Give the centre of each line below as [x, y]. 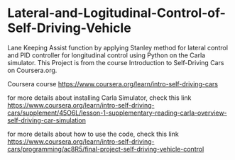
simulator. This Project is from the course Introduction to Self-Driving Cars [116, 62]
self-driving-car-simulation [47, 120]
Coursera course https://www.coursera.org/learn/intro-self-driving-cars [113, 84]
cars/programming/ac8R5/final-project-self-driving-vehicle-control [106, 149]
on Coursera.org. [32, 70]
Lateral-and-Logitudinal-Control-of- [116, 13]
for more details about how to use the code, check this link [93, 134]
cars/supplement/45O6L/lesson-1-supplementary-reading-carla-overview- [117, 113]
